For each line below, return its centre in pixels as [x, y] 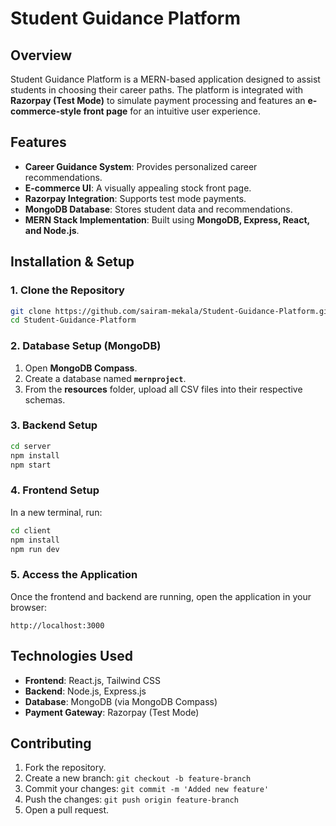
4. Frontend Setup [55, 490]
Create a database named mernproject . [105, 378]
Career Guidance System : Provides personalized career [141, 166]
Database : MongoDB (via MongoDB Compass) [121, 701]
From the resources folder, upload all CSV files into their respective [163, 389]
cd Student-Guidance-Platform [73, 320]
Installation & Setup [72, 262]
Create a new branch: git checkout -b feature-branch [138, 778]
